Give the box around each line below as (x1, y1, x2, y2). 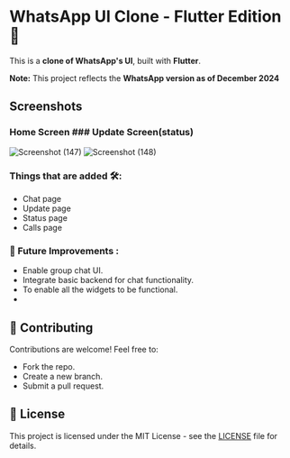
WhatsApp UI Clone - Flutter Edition (9, 6, 282, 27)
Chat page (22, 193, 61, 204)
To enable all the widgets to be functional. (22, 284, 178, 295)
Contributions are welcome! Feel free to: (9, 344, 159, 355)
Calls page (22, 222, 63, 233)
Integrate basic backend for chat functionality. (22, 275, 195, 286)
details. (9, 440, 37, 451)
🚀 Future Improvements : (9, 244, 120, 257)
